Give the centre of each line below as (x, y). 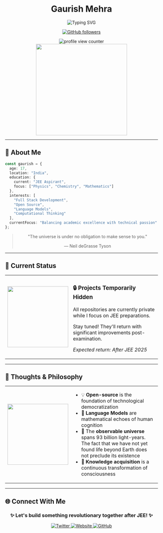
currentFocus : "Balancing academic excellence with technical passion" (83, 223)
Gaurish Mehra (81, 9)
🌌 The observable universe (113, 431)
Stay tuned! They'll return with (107, 326)
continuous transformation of (114, 468)
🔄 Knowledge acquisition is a (115, 462)
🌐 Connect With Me (35, 501)
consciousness (98, 474)
